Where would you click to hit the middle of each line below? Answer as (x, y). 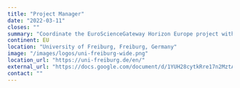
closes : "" (24, 27)
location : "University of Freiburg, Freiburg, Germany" (92, 47)
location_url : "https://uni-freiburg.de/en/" (76, 60)
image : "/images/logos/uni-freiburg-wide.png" (78, 54)
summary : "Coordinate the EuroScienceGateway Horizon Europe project (113, 34)
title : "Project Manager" (46, 14)
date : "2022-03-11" (36, 21)
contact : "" (25, 73)
